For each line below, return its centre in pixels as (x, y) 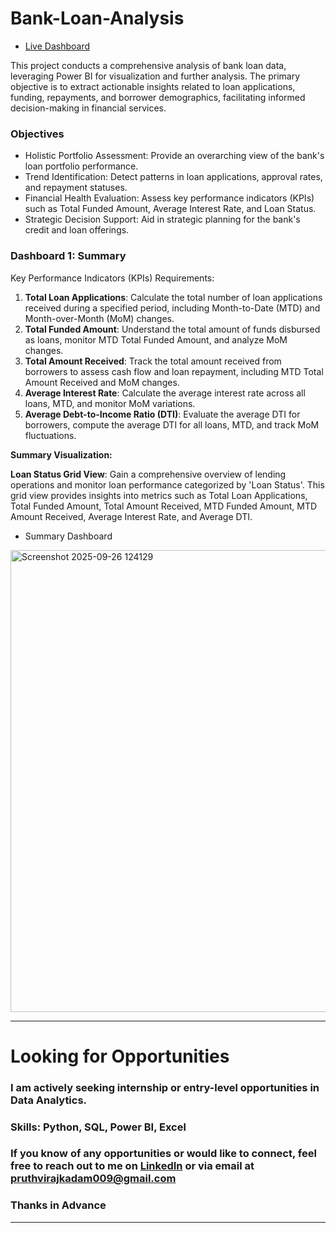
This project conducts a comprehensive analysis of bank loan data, (148, 65)
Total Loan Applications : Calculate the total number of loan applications (173, 297)
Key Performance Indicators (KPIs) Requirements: (112, 278)
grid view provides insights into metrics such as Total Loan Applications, (159, 495)
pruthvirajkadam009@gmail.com (93, 1179)
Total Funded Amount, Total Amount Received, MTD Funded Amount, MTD (164, 506)
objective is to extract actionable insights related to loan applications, (153, 86)
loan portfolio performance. (81, 166)
